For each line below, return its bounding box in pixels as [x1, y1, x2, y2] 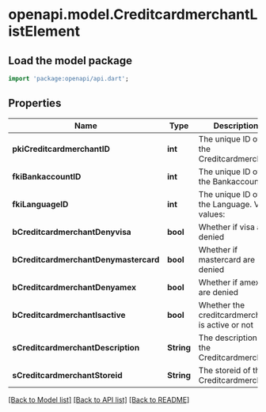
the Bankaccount [198, 176, 262, 187]
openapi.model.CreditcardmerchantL [8, 6, 258, 24]
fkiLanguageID [12, 198, 69, 210]
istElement [8, 22, 81, 40]
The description [198, 332, 257, 343]
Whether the [198, 299, 245, 310]
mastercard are [198, 254, 256, 265]
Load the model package [8, 54, 133, 67]
